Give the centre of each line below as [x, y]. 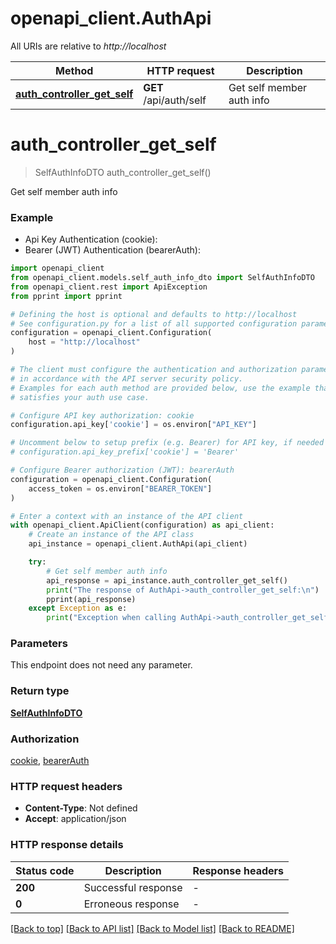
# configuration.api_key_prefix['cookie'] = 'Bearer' [125, 452]
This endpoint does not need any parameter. [101, 665]
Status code [45, 870]
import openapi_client [57, 268]
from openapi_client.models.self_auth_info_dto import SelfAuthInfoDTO [162, 278]
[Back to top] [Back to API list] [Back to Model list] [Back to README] [152, 928]
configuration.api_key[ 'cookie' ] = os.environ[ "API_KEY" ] [133, 425]
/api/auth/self [175, 100]
